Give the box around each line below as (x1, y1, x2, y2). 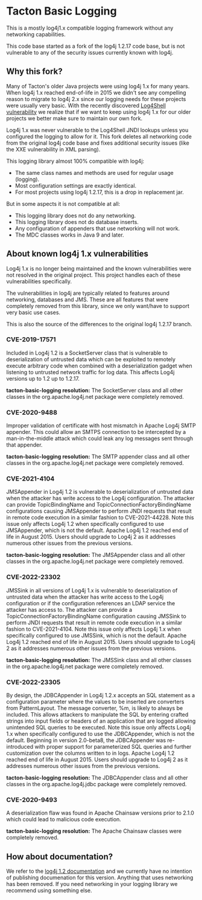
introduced (6, 743, 34, 751)
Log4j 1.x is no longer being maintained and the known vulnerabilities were (6, 264, 192, 272)
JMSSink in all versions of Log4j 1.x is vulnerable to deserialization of (6, 586, 178, 594)
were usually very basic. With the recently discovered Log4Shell (6, 102, 166, 109)
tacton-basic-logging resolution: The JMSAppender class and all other (6, 551, 186, 559)
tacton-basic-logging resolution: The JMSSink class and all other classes (6, 656, 192, 663)
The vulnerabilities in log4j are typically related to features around (6, 289, 170, 297)
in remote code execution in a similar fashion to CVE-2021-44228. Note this (6, 514, 194, 521)
